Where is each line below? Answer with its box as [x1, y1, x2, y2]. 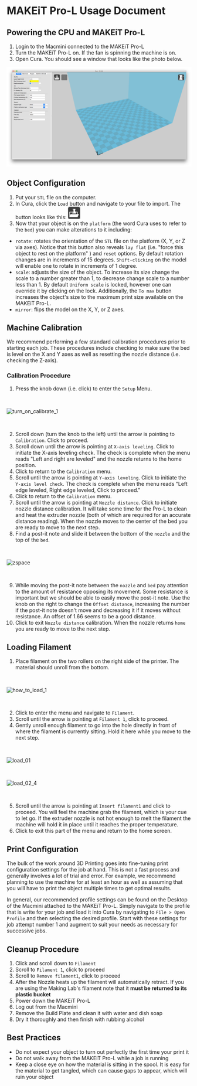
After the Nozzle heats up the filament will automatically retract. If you [15, 979, 184, 986]
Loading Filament [6, 642, 72, 652]
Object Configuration [6, 178, 86, 188]
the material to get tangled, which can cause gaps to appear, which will [15, 1067, 187, 1074]
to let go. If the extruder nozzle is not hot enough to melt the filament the [15, 815, 191, 822]
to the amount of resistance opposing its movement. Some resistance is [15, 588, 189, 595]
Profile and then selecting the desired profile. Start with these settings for [6, 915, 187, 922]
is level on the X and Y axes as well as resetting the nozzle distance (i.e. [6, 350, 181, 358]
